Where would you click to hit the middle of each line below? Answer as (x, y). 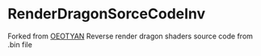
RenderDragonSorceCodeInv (107, 14)
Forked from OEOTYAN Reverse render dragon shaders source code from (130, 36)
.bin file (20, 44)
